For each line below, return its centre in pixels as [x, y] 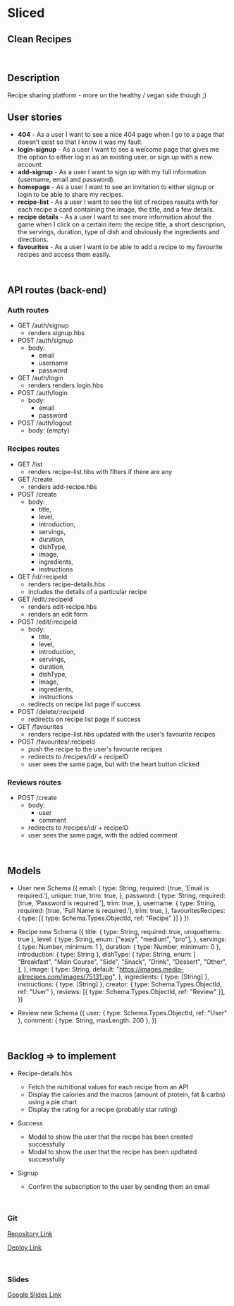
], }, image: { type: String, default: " [68, 969]
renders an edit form [58, 614]
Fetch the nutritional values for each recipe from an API [108, 1087]
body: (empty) [49, 430]
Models [24, 871]
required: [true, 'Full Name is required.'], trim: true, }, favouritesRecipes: [121, 910]
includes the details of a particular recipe [87, 591]
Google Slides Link [35, 1295]
